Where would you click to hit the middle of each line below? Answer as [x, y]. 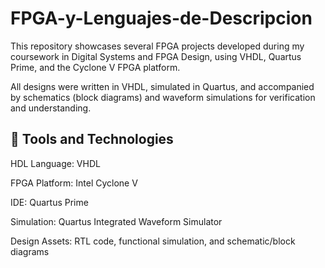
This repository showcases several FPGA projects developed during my [157, 46]
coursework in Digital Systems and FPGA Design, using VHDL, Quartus [156, 56]
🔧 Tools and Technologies [92, 139]
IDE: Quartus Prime [49, 202]
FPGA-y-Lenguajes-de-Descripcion [161, 18]
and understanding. [51, 108]
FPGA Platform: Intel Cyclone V [74, 183]
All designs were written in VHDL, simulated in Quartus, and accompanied [162, 86]
